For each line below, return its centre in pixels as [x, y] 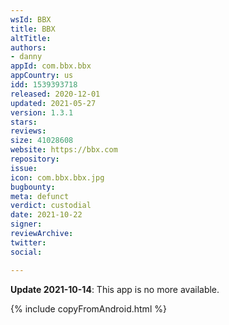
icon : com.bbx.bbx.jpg [57, 177]
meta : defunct [40, 196]
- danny [26, 57]
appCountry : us [42, 76]
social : [26, 252]
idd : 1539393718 [44, 85]
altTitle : [31, 38]
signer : [26, 224]
